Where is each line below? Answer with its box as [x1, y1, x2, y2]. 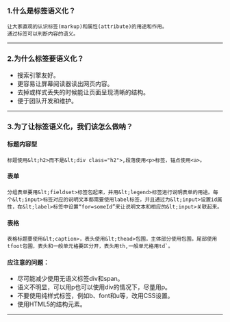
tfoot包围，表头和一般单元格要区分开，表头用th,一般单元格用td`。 [7, 243, 173, 250]
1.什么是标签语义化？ [7, 5, 76, 15]
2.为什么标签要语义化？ [7, 54, 84, 64]
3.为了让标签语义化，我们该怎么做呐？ [7, 122, 133, 131]
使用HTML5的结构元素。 [16, 300, 87, 308]
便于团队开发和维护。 [16, 96, 77, 105]
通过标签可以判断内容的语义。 [7, 31, 79, 38]
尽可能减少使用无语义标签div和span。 [16, 275, 124, 283]
